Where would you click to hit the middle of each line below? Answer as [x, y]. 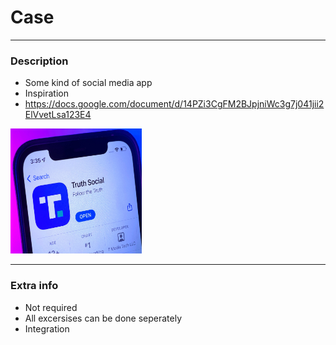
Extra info [34, 286]
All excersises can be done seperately [103, 318]
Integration [47, 328]
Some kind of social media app [88, 83]
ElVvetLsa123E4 [58, 115]
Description [39, 61]
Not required [51, 307]
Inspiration [46, 93]
